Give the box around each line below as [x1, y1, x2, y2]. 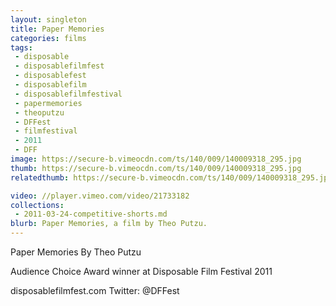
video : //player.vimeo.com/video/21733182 [10, 191, 190, 201]
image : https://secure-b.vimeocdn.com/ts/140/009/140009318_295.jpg [10, 154, 302, 164]
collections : [10, 200, 65, 210]
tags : [10, 42, 33, 53]
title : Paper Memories [10, 24, 105, 34]
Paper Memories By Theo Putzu [10, 246, 142, 258]
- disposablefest [14, 71, 87, 81]
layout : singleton [10, 14, 87, 25]
